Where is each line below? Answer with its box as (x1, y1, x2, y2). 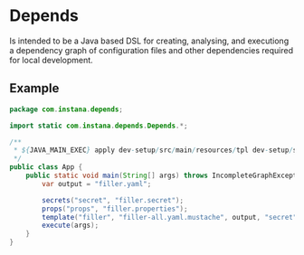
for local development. (9, 54, 93, 65)
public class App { (9, 163, 83, 172)
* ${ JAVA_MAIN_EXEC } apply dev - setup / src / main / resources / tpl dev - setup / (13, 146, 294, 155)
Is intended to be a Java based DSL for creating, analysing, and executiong (9, 35, 290, 46)
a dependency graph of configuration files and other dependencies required (9, 44, 294, 55)
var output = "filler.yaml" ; (42, 179, 152, 188)
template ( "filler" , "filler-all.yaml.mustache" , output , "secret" (42, 212, 298, 222)
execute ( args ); (42, 221, 100, 231)
